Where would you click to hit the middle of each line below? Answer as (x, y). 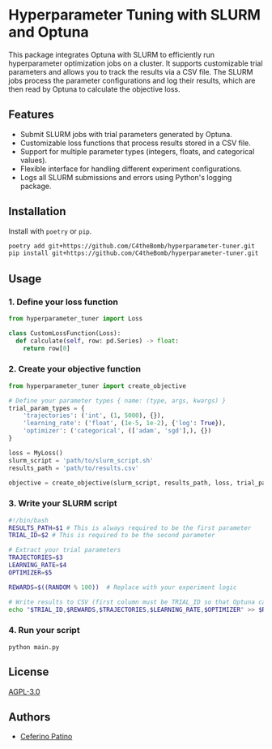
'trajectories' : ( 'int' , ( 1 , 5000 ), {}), (93, 415)
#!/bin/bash (28, 520)
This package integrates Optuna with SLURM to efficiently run (112, 54)
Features (31, 115)
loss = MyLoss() (36, 453)
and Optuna (49, 32)
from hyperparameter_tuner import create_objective (97, 386)
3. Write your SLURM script (63, 503)
